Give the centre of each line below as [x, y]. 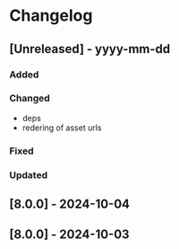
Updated [28, 174]
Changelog [51, 16]
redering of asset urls [62, 128]
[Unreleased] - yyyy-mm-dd [90, 49]
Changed [30, 98]
